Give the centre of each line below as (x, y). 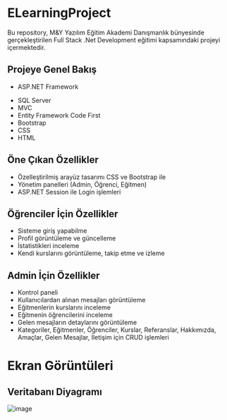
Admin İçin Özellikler (54, 275)
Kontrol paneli (38, 292)
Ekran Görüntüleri (61, 366)
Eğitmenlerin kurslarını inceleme (64, 307)
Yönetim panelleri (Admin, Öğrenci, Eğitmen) (82, 184)
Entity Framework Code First (59, 115)
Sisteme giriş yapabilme (52, 231)
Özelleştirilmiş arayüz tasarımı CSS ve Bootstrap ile (92, 177)
